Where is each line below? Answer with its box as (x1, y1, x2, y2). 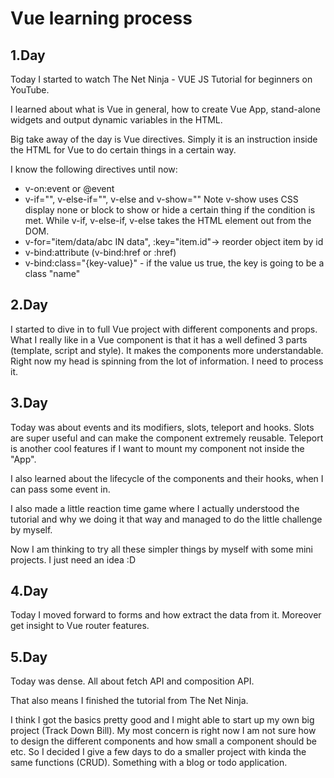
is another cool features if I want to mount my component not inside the (10, 442, 305, 454)
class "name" (24, 268, 81, 279)
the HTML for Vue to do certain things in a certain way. (10, 144, 237, 156)
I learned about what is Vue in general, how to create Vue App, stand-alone (10, 103, 321, 115)
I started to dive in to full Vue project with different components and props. (10, 323, 318, 335)
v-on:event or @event (24, 183, 115, 194)
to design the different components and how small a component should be (10, 735, 317, 747)
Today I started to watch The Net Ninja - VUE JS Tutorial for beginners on (10, 73, 313, 85)
